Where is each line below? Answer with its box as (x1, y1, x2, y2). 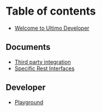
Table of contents (5, 4, 97, 18)
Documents (5, 42, 51, 52)
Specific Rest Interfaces (14, 65, 75, 72)
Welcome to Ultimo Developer (14, 24, 90, 32)
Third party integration (14, 58, 71, 65)
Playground (14, 99, 44, 106)
